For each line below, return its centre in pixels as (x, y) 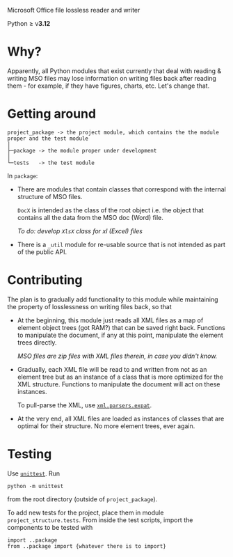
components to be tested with (50, 527)
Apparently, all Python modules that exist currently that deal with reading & (114, 71)
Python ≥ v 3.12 (29, 23)
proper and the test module (48, 139)
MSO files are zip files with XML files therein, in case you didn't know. (117, 356)
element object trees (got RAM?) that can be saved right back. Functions (121, 327)
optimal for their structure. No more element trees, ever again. (106, 426)
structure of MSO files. (50, 196)
